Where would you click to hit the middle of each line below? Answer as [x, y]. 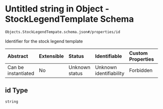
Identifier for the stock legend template [44, 41]
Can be [16, 67]
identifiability [110, 73]
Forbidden [141, 70]
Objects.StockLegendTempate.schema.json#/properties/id [63, 32]
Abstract [18, 56]
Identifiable [108, 56]
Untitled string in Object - [57, 9]
